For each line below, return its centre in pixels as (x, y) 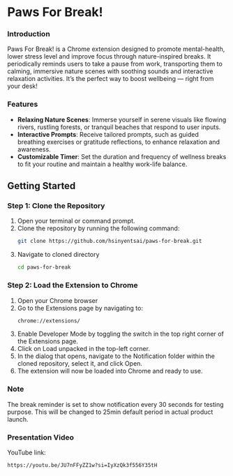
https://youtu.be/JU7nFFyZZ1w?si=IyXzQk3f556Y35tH (82, 465)
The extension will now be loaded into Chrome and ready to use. (110, 371)
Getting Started (42, 186)
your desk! (23, 86)
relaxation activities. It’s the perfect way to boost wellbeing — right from (111, 79)
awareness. (34, 149)
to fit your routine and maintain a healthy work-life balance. (102, 164)
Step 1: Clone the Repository (56, 206)
